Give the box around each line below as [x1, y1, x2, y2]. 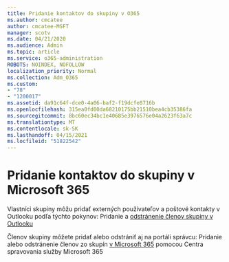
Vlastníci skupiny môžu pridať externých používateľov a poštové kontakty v [7, 205, 220, 213]
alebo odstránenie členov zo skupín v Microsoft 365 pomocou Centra [7, 240, 204, 248]
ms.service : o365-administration [7, 55, 103, 62]
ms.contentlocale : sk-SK [7, 125, 78, 132]
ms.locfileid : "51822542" [7, 138, 81, 145]
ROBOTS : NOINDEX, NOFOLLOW [7, 61, 85, 68]
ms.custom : [7, 80, 39, 87]
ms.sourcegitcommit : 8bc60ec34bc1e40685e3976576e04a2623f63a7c [7, 112, 193, 119]
